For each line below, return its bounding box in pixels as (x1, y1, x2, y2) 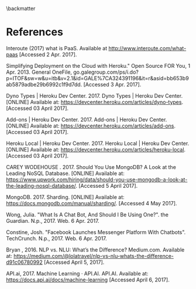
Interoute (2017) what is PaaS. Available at (6, 44, 107, 51)
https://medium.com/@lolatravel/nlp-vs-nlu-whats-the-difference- (13, 252, 174, 259)
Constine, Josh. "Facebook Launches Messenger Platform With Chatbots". (6, 228, 186, 236)
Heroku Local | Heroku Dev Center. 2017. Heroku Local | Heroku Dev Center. (6, 140, 190, 147)
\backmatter (6, 5, 36, 12)
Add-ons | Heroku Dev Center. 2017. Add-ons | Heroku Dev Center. (6, 116, 167, 123)
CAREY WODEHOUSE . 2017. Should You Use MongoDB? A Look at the (6, 163, 177, 170)
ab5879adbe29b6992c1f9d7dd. (6, 81, 82, 88)
